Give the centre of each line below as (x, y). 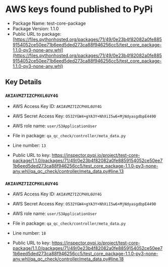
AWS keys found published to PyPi (79, 9)
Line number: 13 (29, 145)
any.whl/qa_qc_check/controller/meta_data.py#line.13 (68, 171)
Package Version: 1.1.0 (36, 28)
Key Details (23, 82)
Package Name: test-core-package (49, 23)
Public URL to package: (37, 34)
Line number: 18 (29, 233)
